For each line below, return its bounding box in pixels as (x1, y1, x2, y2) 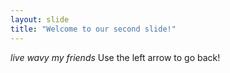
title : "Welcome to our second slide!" (10, 24, 177, 34)
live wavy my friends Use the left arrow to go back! (10, 51, 221, 63)
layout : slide (10, 14, 70, 25)
